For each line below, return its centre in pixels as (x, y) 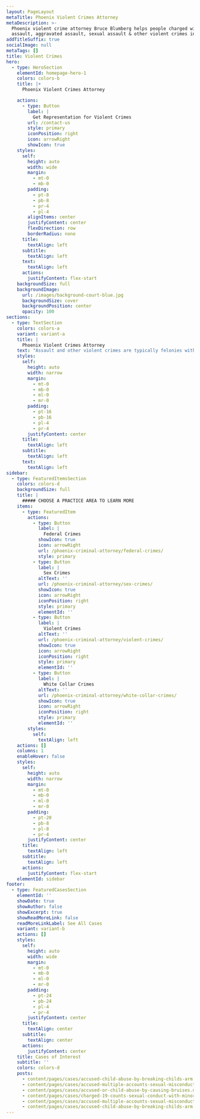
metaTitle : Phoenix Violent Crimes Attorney (62, 17)
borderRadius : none (52, 234)
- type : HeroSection (37, 67)
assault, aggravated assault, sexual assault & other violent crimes (99, 34)
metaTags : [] (22, 51)
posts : (25, 1074)
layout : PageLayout (30, 12)
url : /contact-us (49, 123)
